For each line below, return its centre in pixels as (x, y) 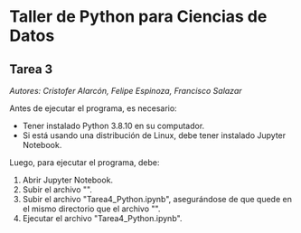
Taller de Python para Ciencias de (138, 17)
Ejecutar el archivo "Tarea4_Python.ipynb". (102, 218)
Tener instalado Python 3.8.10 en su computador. (113, 126)
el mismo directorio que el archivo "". (91, 209)
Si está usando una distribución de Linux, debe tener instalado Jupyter (154, 135)
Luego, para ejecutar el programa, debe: (85, 163)
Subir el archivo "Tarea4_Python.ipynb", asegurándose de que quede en (157, 199)
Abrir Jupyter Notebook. (68, 180)
